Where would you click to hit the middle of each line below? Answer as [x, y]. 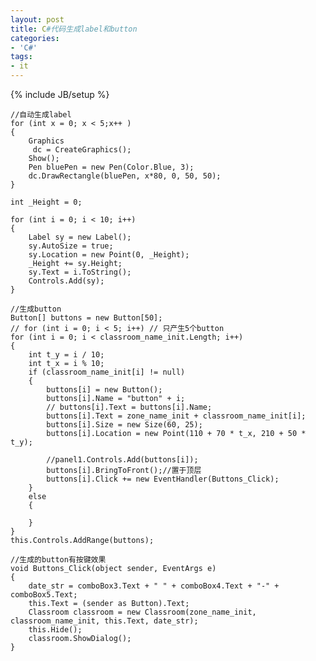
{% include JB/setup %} [60, 94]
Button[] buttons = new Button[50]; [86, 318]
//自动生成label [41, 115]
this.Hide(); [55, 630]
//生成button [36, 309]
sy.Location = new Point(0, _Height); [109, 255]
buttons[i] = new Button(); [104, 390]
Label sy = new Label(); [80, 237]
